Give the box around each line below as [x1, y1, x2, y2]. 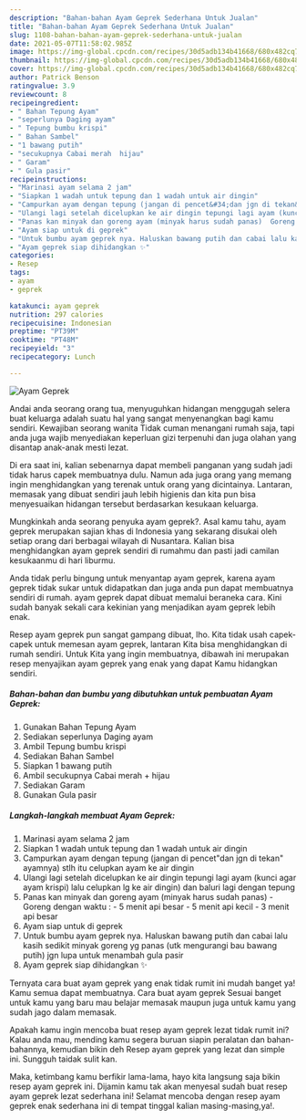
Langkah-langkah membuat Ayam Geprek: [9, 810, 176, 822]
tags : [9, 268, 30, 277]
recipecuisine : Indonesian [9, 319, 112, 328]
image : [9, 47, 35, 57]
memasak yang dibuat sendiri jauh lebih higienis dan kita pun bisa [9, 488, 257, 499]
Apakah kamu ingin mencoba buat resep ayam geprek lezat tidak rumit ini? [9, 1024, 290, 1035]
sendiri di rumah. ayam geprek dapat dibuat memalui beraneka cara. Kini [9, 591, 282, 602]
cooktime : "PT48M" [9, 335, 79, 345]
